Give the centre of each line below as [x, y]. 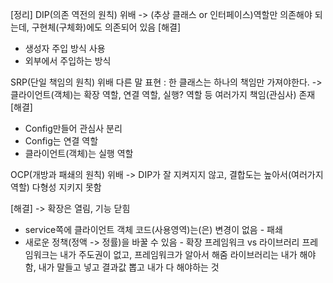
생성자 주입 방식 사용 [65, 48]
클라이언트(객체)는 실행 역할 [79, 153]
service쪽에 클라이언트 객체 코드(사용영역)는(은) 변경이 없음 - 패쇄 [153, 229]
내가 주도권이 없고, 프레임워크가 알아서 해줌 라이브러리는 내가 [178, 254]
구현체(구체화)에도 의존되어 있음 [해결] [106, 27]
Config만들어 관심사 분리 [73, 128]
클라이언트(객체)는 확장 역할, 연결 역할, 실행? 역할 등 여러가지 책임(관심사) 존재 [163, 94]
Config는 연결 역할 [61, 141]
